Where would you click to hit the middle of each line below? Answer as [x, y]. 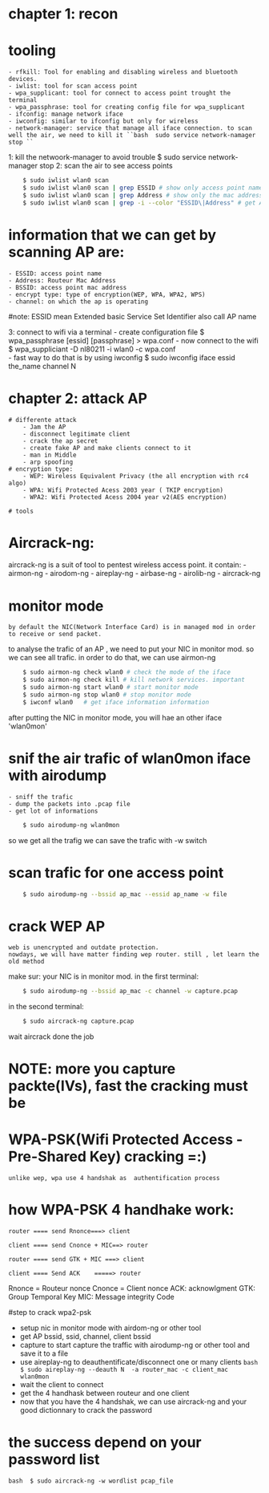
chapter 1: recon [63, 14]
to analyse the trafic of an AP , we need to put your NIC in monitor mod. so [131, 649]
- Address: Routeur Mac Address [62, 280]
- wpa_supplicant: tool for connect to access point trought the [119, 93]
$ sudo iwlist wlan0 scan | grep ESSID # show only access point [134, 188]
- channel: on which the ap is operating [78, 302]
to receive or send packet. [55, 635]
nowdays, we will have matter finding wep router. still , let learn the [134, 955]
